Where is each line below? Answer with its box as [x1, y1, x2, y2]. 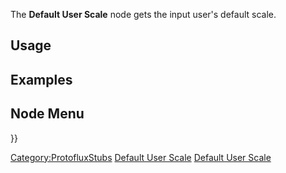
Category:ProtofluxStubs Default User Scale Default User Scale [10, 151, 272, 163]
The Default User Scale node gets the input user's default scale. [10, 9, 277, 20]
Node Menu [10, 105, 85, 123]
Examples [10, 71, 73, 88]
